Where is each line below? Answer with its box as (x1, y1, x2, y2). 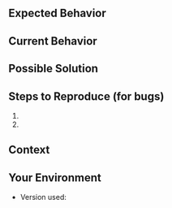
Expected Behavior (8, 6, 107, 20)
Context (8, 143, 50, 157)
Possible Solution (8, 62, 99, 76)
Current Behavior (8, 34, 97, 48)
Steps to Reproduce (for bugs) (8, 89, 165, 103)
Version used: (19, 193, 67, 202)
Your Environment (8, 171, 101, 184)
